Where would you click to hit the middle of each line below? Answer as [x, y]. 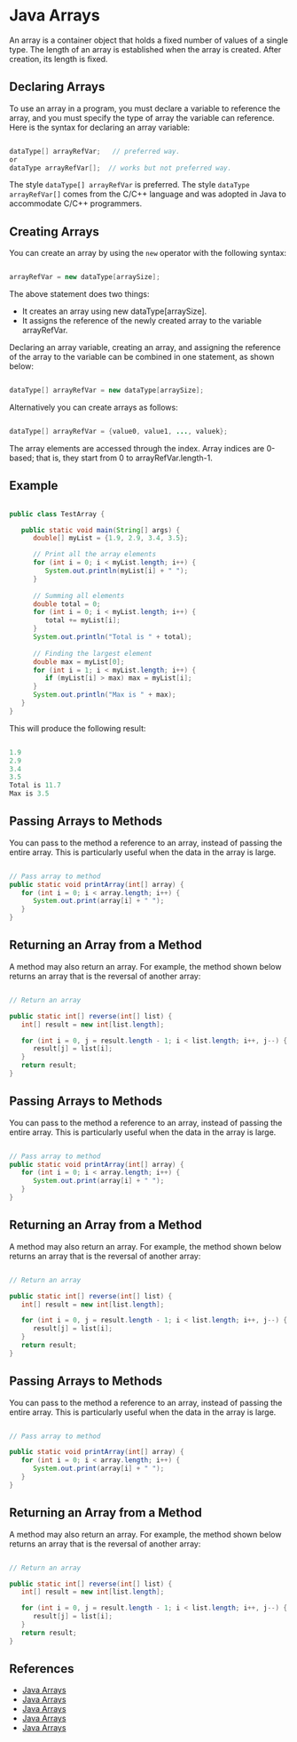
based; [22, 458]
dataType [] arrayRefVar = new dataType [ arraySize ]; [106, 391]
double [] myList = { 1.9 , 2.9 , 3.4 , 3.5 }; [110, 539]
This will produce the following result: [78, 728]
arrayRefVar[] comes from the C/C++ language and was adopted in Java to [148, 194]
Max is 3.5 [29, 794]
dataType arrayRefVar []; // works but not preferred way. [121, 168]
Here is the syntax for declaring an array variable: [100, 127]
